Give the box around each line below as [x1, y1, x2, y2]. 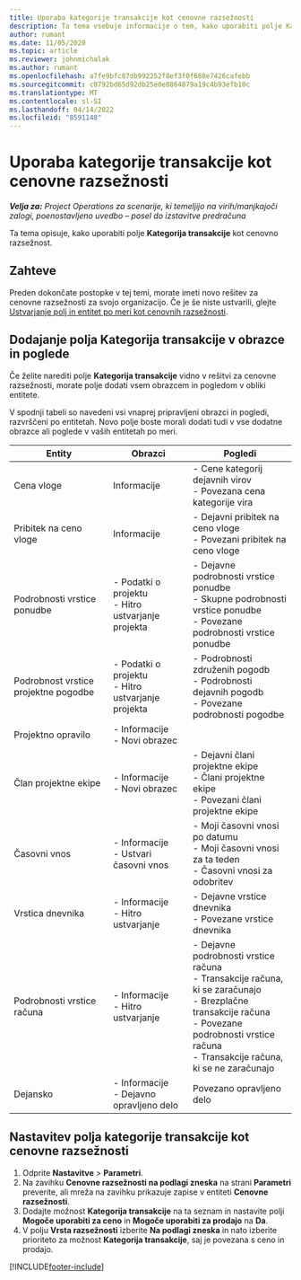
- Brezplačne [192, 994, 249, 1007]
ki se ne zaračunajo [192, 1062, 275, 1074]
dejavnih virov [192, 473, 253, 486]
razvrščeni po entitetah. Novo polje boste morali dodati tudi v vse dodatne [9, 416, 283, 427]
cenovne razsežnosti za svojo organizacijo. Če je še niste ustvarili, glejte [9, 296, 277, 307]
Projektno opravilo [13, 728, 91, 741]
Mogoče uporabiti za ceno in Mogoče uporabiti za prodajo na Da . [21, 1214, 269, 1226]
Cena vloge [13, 479, 63, 491]
